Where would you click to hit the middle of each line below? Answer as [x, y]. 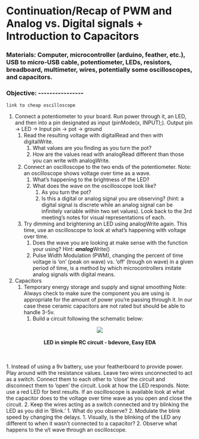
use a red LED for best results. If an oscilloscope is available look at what [95, 392]
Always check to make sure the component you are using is [97, 293]
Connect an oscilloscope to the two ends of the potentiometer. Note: [108, 167]
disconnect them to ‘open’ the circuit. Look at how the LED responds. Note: [98, 385]
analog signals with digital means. [74, 274]
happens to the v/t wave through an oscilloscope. [67, 430]
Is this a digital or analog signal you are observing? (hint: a [113, 199]
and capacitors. [29, 77]
